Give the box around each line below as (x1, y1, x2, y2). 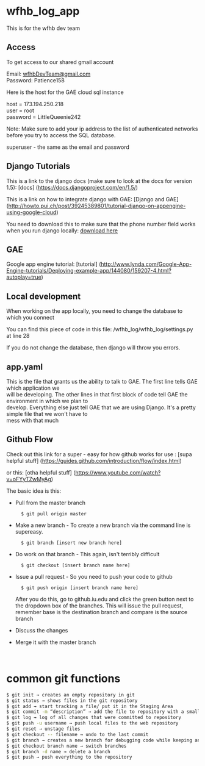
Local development (6, 291, 81, 301)
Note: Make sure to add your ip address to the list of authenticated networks (6, 125, 198, 132)
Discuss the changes (15, 626, 68, 634)
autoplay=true (6, 273, 41, 281)
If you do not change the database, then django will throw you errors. (6, 344, 181, 351)
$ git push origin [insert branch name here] (21, 584, 138, 591)
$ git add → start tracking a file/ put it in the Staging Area (6, 703, 173, 709)
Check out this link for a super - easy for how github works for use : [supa (6, 450, 192, 458)
